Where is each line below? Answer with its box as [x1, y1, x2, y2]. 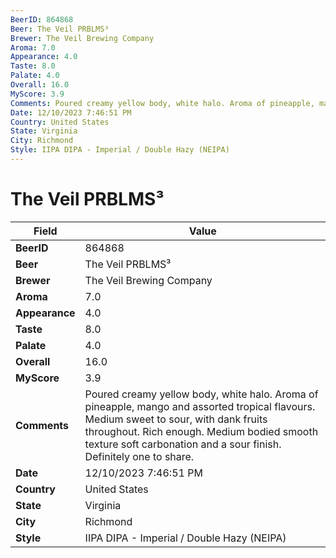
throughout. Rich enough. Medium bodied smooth [84, 424, 319, 438]
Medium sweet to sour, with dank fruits [84, 412, 268, 426]
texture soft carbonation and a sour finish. [84, 437, 282, 451]
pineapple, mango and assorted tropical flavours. [84, 399, 316, 413]
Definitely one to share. [84, 449, 195, 463]
